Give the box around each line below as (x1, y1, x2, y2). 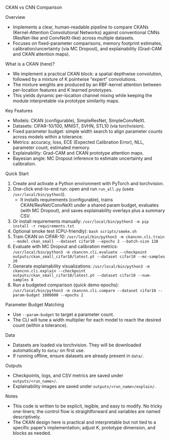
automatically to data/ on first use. (12, 347, 85, 353)
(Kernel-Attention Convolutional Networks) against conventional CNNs (12, 30, 160, 35)
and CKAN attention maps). (12, 51, 70, 57)
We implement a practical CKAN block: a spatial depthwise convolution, (12, 71, 162, 77)
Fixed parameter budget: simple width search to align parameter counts (12, 128, 163, 134)
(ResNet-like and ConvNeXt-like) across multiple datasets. (12, 35, 134, 41)
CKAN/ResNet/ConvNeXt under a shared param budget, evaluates (20, 202, 159, 208)
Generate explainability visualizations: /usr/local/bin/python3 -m (12, 263, 150, 269)
